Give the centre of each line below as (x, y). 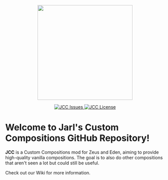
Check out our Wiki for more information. (48, 172)
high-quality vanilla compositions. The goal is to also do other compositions (84, 157)
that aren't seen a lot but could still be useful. (52, 163)
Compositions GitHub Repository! (77, 138)
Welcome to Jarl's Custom (62, 128)
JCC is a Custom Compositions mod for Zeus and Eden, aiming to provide (82, 152)
